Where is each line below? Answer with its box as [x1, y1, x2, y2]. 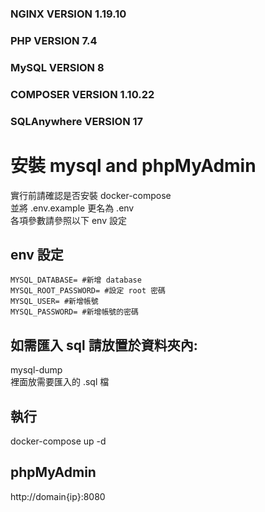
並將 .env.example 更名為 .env [10, 202, 135, 214]
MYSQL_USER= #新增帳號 [10, 297, 99, 307]
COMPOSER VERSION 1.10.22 [10, 87, 155, 101]
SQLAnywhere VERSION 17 [10, 114, 144, 128]
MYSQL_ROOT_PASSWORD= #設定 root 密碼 [10, 286, 167, 296]
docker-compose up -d [10, 435, 107, 447]
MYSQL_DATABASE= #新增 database [10, 275, 142, 286]
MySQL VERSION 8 [10, 60, 105, 74]
